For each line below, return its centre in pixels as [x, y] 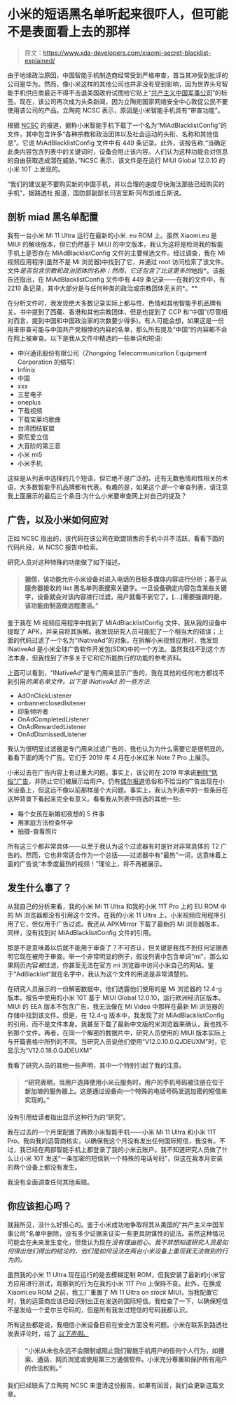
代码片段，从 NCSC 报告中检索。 [55, 547]
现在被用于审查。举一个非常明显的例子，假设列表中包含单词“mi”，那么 [120, 956]
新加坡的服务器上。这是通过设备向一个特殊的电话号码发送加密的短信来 [126, 1091]
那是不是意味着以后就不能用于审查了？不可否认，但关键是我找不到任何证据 [114, 947]
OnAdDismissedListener [52, 734]
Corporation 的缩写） [48, 362]
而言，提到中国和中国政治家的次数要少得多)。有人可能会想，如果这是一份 [119, 320]
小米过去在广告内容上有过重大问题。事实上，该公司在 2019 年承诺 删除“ [109, 772]
